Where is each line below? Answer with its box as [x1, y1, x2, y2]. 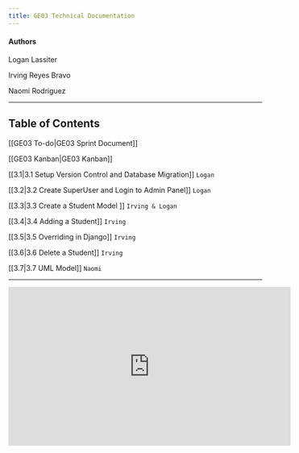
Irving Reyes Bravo [8, 70, 71, 80]
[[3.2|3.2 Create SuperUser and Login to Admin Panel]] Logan [8, 185, 211, 194]
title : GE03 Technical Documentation [8, 11, 135, 20]
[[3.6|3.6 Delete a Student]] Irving [8, 247, 123, 257]
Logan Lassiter [8, 54, 58, 64]
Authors [8, 37, 37, 47]
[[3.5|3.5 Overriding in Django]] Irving [8, 231, 136, 242]
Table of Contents [8, 117, 101, 131]
